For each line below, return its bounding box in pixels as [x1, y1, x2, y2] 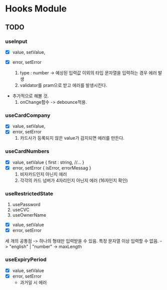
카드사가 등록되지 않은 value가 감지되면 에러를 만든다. [19, 135, 125, 141]
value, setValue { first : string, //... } [12, 159, 84, 165]
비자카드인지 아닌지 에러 [19, 171, 67, 177]
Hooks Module [5, 3, 67, 14]
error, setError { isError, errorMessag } [12, 165, 91, 171]
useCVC [12, 207, 30, 213]
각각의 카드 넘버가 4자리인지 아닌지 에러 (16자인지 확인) [19, 177, 128, 183]
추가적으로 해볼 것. [12, 93, 49, 99]
